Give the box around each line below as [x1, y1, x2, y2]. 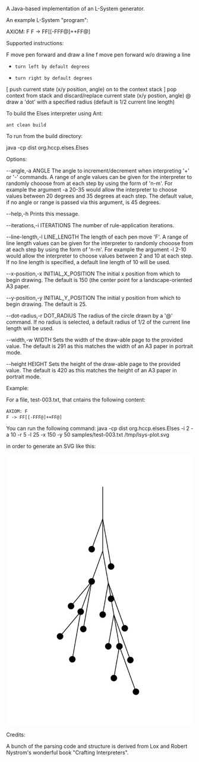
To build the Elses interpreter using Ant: [6, 110, 103, 117]
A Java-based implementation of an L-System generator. [6, 5, 145, 12]
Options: [6, 156, 27, 162]
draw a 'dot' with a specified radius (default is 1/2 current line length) [6, 98, 175, 105]
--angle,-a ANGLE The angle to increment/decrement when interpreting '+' [6, 167, 190, 174]
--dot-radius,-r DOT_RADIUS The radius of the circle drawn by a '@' [6, 312, 173, 319]
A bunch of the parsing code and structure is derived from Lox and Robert [6, 742, 188, 750]
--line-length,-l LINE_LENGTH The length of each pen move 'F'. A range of [6, 233, 188, 240]
